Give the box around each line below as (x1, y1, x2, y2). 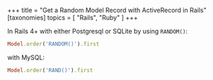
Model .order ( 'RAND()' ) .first (7, 67, 93, 74)
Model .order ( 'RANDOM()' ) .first (7, 41, 100, 48)
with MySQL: (7, 53, 45, 62)
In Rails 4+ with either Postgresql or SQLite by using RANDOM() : (7, 27, 188, 35)
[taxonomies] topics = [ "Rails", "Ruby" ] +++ (7, 13, 138, 22)
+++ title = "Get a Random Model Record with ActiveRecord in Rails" (7, 6, 207, 14)
